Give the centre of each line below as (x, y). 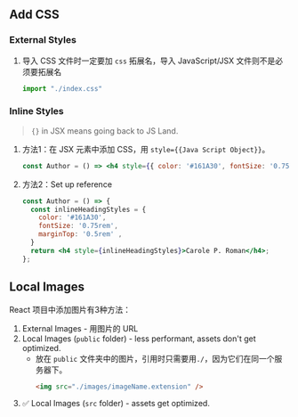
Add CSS (34, 15)
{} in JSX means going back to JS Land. (105, 131)
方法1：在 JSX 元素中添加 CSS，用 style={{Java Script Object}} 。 (146, 149)
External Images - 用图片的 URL (80, 328)
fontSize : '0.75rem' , (78, 226)
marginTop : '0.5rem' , (81, 234)
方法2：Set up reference (67, 184)
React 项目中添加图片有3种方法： (70, 309)
